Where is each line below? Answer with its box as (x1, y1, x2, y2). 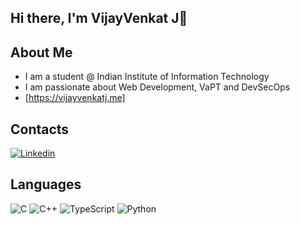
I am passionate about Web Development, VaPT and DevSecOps (24, 81, 291, 93)
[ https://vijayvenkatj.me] (24, 92, 126, 104)
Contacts (10, 121, 70, 138)
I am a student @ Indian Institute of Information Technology (24, 71, 270, 83)
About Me (10, 44, 73, 61)
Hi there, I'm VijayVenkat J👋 (10, 10, 188, 27)
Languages (10, 176, 82, 193)
